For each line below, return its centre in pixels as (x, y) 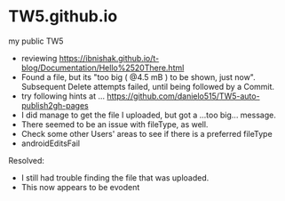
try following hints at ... (63, 96)
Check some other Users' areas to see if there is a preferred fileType (146, 133)
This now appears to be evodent (80, 187)
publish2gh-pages (55, 105)
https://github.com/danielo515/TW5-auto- (183, 96)
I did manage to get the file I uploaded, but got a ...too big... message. (148, 115)
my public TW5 (36, 41)
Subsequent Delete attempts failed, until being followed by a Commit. (148, 86)
